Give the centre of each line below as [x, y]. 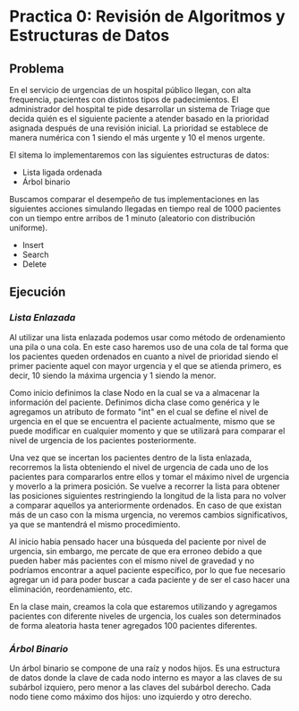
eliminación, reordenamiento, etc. [71, 589]
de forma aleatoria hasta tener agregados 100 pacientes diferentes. [133, 625]
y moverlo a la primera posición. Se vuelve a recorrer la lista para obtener [145, 486]
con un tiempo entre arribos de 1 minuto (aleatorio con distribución [132, 218]
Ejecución [38, 292]
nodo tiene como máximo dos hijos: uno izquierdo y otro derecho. [131, 697]
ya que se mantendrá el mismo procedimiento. [95, 524]
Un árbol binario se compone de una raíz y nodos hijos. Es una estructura [145, 668]
